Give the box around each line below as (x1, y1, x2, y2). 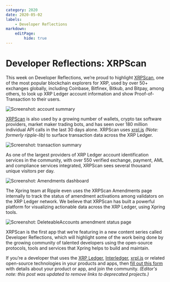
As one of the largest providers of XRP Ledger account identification (6, 151, 149, 158)
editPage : (15, 31, 36, 36)
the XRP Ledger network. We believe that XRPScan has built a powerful (6, 198, 155, 204)
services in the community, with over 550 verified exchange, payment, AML (6, 157, 164, 163)
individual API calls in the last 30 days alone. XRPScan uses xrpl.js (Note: (6, 127, 159, 133)
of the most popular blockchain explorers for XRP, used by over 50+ (6, 80, 148, 86)
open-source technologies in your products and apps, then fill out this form (6, 260, 163, 266)
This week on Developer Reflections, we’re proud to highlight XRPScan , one (6, 74, 164, 80)
